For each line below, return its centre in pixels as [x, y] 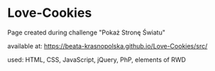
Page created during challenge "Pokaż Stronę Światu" [86, 32]
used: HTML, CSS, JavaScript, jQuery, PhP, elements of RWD [97, 59]
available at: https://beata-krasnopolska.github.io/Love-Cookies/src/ [107, 46]
